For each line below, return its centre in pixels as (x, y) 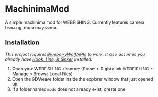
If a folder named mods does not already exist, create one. (69, 89)
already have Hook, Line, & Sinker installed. (49, 59)
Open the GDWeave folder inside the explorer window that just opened (83, 79)
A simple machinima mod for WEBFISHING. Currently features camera (75, 22)
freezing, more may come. (31, 27)
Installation (22, 43)
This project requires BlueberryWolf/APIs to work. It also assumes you (75, 54)
